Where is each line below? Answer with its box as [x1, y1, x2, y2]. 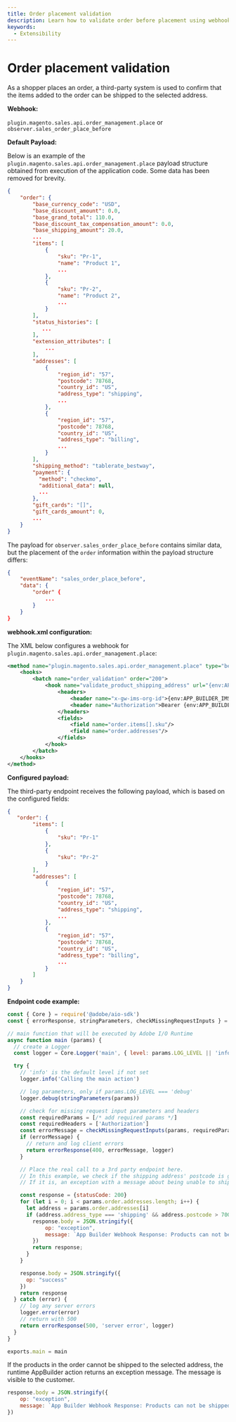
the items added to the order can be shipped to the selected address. [7, 91, 209, 99]
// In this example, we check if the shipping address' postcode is [20, 1172, 225, 1179]
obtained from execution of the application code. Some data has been [7, 167, 209, 175]
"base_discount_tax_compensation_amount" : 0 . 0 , [32, 220, 174, 227]
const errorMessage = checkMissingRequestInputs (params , [20, 1127, 190, 1134]
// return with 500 [20, 1316, 77, 1323]
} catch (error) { [13, 1296, 68, 1303]
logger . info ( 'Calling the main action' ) [20, 1076, 140, 1083]
